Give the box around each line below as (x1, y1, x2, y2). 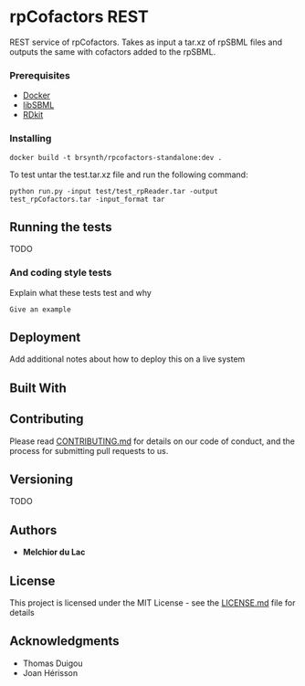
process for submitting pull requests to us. (9, 445, 169, 456)
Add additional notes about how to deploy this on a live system (9, 354, 246, 364)
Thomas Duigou (22, 658, 83, 669)
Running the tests (9, 219, 112, 235)
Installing (9, 132, 52, 145)
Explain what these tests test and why (9, 287, 152, 298)
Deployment (9, 330, 81, 345)
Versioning (9, 472, 73, 488)
